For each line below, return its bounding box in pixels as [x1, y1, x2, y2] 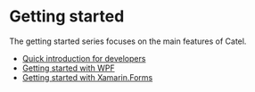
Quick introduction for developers [21, 53, 146, 63]
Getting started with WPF [21, 63, 115, 73]
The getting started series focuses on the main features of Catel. [9, 36, 247, 46]
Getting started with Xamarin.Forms [21, 71, 153, 82]
